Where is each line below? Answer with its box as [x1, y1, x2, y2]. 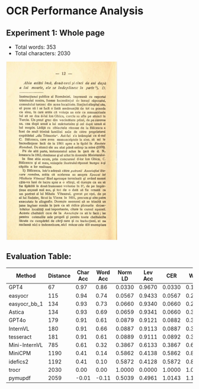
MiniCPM [8, 350, 31, 357]
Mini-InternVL [8, 342, 43, 349]
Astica [8, 308, 25, 315]
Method [15, 272, 36, 279]
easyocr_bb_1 [8, 300, 43, 307]
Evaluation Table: [6, 251, 72, 262]
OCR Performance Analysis [6, 4, 144, 18]
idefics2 [8, 358, 29, 365]
